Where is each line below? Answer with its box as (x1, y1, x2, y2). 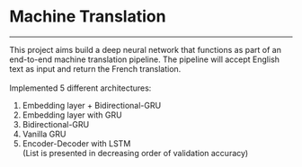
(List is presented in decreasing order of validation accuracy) (22, 147, 249, 158)
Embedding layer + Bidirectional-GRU (22, 100, 162, 110)
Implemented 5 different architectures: (9, 83, 152, 93)
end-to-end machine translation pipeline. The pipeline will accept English (9, 54, 280, 65)
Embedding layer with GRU (22, 110, 123, 120)
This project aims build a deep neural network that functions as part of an (9, 44, 281, 55)
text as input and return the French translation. (9, 63, 182, 74)
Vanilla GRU (22, 128, 67, 139)
